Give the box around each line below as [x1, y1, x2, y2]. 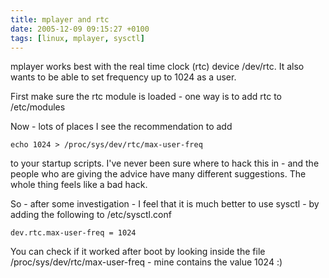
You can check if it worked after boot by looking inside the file [10, 246, 266, 258]
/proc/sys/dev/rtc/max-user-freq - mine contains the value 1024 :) [10, 256, 283, 268]
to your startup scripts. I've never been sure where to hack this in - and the [10, 157, 320, 170]
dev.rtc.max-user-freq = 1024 [10, 228, 137, 238]
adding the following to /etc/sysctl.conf [10, 209, 172, 221]
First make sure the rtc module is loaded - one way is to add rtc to [10, 91, 283, 103]
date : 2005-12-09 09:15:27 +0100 [10, 24, 150, 34]
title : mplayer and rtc [10, 14, 110, 25]
